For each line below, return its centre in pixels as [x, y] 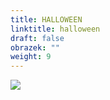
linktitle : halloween [55, 29]
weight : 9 [31, 57]
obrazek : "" [35, 47]
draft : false [37, 38]
